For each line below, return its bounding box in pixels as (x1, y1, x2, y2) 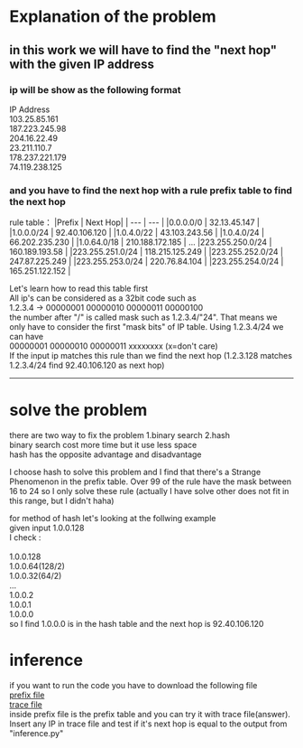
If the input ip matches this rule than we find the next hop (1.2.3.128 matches (9, 351, 293, 361)
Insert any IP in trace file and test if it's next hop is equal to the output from (9, 718, 288, 729)
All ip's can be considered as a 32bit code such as (9, 293, 197, 304)
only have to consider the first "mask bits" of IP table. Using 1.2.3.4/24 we (9, 322, 284, 332)
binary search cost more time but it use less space (9, 440, 197, 451)
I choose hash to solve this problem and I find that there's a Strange (9, 467, 262, 478)
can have (9, 332, 43, 342)
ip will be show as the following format (9, 83, 181, 96)
